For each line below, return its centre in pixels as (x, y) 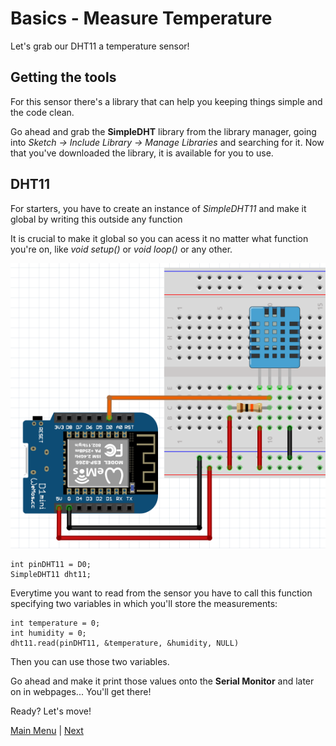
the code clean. (42, 112)
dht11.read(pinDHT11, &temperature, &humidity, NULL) (125, 643)
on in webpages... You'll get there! (81, 692)
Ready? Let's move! (51, 711)
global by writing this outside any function (96, 219)
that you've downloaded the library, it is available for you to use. (142, 153)
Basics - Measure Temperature (141, 18)
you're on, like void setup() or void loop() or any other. (121, 249)
